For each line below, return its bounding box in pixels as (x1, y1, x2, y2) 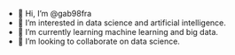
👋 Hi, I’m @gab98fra (17, 9, 92, 18)
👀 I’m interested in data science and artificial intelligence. (17, 17, 226, 28)
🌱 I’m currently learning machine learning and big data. (17, 27, 219, 37)
